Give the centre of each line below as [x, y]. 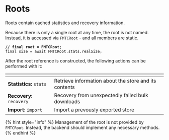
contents [65, 87]
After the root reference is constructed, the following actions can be [75, 60]
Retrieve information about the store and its [105, 81]
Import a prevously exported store [94, 110]
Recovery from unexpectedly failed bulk [101, 95]
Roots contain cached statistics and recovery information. [65, 23]
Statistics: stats [27, 84]
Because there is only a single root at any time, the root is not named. [77, 32]
